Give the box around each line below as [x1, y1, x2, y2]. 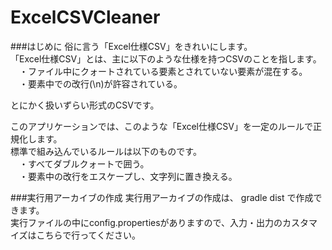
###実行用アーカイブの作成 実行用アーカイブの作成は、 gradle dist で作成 [10, 191, 314, 203]
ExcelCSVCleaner [10, 6, 161, 29]
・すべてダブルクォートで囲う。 [18, 157, 150, 170]
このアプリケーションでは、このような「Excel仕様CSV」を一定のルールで [10, 120, 313, 132]
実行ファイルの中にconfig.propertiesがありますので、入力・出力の [10, 216, 283, 228]
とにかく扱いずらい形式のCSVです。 [10, 99, 160, 111]
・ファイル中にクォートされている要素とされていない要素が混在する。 [18, 65, 308, 77]
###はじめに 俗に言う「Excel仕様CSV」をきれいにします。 [10, 40, 253, 52]
